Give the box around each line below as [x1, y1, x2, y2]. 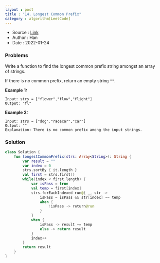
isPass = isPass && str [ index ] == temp [39, 195, 121, 200]
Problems [5, 52, 28, 59]
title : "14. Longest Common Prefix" [5, 12, 82, 17]
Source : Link [12, 30, 39, 36]
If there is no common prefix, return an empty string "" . [5, 77, 116, 83]
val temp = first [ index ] [31, 186, 82, 190]
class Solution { [5, 150, 40, 154]
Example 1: [5, 87, 28, 93]
